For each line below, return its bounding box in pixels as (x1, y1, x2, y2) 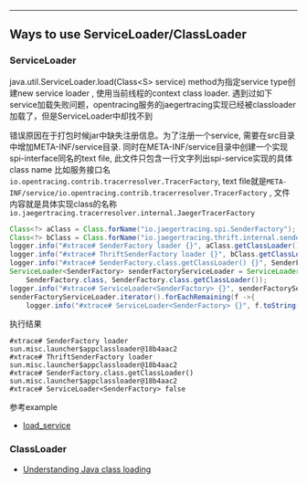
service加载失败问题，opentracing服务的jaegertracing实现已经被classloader (9, 99, 297, 110)
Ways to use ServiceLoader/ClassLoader (9, 26, 248, 42)
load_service (22, 420, 71, 431)
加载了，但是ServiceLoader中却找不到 (9, 110, 153, 121)
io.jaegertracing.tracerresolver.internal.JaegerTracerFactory (9, 208, 256, 217)
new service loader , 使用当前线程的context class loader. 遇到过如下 (16, 88, 272, 99)
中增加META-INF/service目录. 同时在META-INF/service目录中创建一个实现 (9, 141, 289, 152)
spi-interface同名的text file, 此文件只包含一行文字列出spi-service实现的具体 (9, 153, 293, 163)
